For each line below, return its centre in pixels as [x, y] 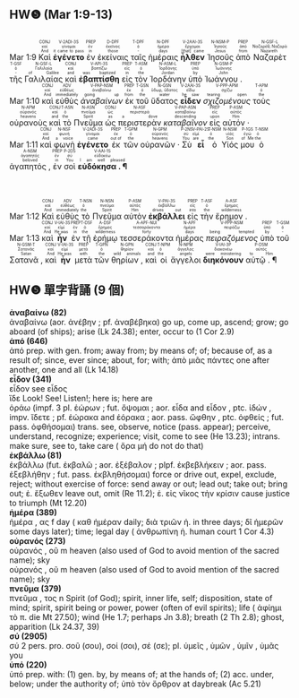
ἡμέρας [190, 237]
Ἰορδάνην [167, 79]
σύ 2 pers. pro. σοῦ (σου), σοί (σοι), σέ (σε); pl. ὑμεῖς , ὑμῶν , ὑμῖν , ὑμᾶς [144, 645]
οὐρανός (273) [38, 540]
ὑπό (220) [28, 664]
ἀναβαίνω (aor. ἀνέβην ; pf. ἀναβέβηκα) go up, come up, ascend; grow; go [149, 322]
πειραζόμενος [232, 237]
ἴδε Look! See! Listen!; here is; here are [81, 398]
